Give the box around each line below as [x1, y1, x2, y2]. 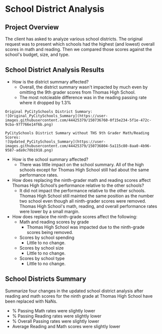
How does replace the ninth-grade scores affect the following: [12, 213, 138, 219]
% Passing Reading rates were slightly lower [12, 313, 101, 319]
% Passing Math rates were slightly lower [12, 308, 96, 313]
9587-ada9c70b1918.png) [5, 148, 54, 153]
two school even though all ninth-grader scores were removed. [19, 198, 146, 204]
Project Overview [5, 23, 59, 31]
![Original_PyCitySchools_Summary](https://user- [5, 113, 108, 118]
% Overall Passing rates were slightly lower [12, 318, 100, 324]
